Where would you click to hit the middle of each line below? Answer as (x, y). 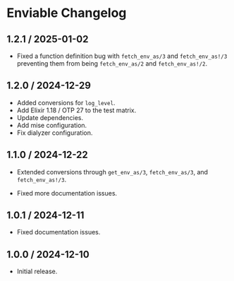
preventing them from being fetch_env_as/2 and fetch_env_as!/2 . (112, 64)
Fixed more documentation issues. (67, 193)
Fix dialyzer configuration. (55, 133)
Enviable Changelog (67, 13)
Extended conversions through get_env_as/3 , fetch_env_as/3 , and (112, 172)
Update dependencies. (50, 117)
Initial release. (37, 271)
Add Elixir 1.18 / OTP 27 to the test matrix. (76, 110)
